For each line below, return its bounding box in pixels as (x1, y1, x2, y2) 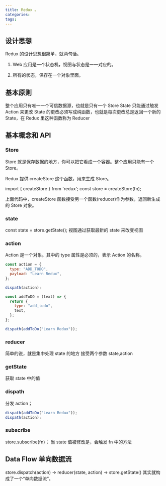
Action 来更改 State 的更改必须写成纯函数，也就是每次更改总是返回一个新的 (5, 109, 161, 114)
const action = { (5, 262, 42, 267)
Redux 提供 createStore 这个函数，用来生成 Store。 (5, 175, 112, 181)
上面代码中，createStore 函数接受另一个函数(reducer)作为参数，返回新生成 (5, 196, 160, 202)
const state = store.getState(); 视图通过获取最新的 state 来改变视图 (5, 227, 143, 233)
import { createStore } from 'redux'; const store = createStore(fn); (5, 185, 142, 191)
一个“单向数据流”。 (14, 475, 54, 481)
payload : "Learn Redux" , (10, 272, 62, 277)
